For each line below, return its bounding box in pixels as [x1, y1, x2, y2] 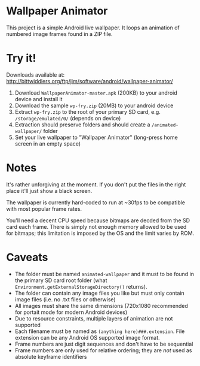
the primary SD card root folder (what [14, 277, 107, 284]
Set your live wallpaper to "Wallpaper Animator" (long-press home [14, 134, 178, 141]
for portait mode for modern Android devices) [14, 308, 128, 316]
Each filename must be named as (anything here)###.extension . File [14, 328, 185, 335]
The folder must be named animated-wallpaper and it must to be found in [14, 270, 195, 277]
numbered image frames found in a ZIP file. [6, 30, 113, 37]
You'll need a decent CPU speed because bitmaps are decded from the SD [6, 217, 190, 224]
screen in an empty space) [14, 140, 81, 147]
